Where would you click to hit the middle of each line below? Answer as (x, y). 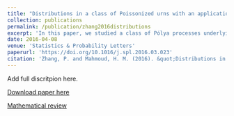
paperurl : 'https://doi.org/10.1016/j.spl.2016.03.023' (90, 53)
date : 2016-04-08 (32, 40)
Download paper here (38, 92)
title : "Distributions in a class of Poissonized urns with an (101, 14)
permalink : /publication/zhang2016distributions (79, 26)
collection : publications (45, 20)
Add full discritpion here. (42, 78)
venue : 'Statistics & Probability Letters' (71, 46)
